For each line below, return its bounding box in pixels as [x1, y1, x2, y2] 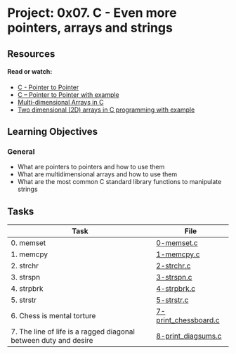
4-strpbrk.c [156, 284, 195, 294]
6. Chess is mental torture [11, 311, 96, 321]
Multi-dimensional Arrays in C [17, 98, 104, 106]
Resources [7, 48, 55, 60]
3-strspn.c [156, 273, 192, 282]
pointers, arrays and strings [7, 20, 173, 36]
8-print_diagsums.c [156, 332, 222, 341]
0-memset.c [156, 238, 198, 248]
